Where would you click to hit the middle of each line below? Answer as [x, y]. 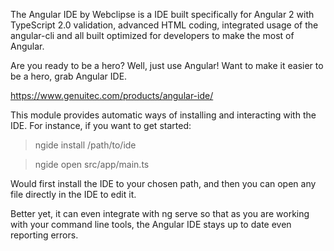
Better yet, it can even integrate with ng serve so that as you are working [160, 213]
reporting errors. [44, 235]
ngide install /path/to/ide [85, 145]
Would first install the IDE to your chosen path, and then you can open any [163, 183]
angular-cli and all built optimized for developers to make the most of [152, 35]
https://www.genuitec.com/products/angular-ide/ [112, 95]
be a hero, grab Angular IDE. [69, 76]
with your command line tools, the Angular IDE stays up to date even [151, 224]
